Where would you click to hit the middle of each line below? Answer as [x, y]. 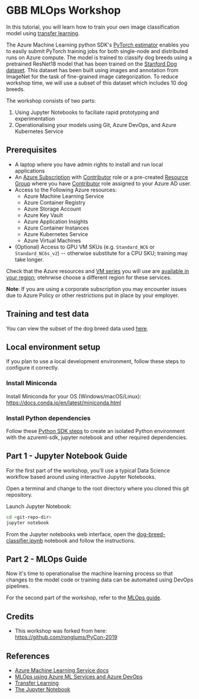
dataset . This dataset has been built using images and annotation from [92, 70]
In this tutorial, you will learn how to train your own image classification [93, 27]
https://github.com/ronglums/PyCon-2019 [66, 637]
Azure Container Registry [55, 202]
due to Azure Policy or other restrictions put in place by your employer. [93, 295]
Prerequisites [31, 150]
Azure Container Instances [56, 228]
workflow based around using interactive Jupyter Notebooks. [81, 477]
